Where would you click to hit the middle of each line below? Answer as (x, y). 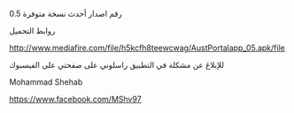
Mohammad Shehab (46, 82)
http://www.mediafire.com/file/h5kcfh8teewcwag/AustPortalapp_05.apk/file (147, 48)
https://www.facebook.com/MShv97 (75, 99)
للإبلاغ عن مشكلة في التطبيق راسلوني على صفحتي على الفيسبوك (116, 65)
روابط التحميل (32, 30)
